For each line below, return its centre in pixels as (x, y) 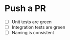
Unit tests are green (32, 22)
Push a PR (25, 8)
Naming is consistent (33, 33)
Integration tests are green (38, 27)
